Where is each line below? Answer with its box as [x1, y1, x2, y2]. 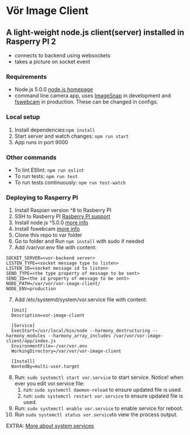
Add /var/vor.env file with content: [14, 244, 97, 251]
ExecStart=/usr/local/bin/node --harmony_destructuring [11, 328, 150, 334]
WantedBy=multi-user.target [11, 364, 80, 370]
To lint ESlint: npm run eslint [14, 166, 84, 173]
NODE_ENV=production [6, 286, 57, 292]
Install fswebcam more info [14, 225, 80, 232]
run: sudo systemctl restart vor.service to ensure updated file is [23, 392, 183, 399]
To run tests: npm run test [14, 172, 78, 179]
